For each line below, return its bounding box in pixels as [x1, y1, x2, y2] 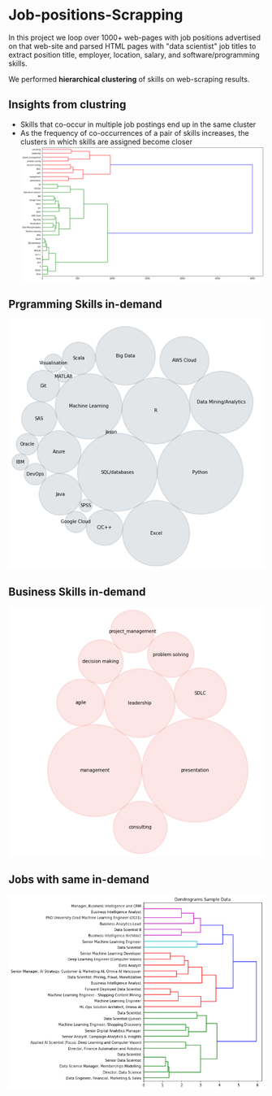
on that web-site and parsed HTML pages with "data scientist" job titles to [8, 41, 257, 50]
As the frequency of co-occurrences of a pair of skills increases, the [19, 128, 249, 137]
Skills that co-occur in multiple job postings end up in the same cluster [19, 120, 257, 129]
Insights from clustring [8, 98, 127, 111]
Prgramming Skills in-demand [8, 297, 162, 311]
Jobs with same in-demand [8, 872, 150, 887]
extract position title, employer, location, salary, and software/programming [8, 50, 260, 59]
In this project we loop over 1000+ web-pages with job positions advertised [8, 33, 261, 42]
